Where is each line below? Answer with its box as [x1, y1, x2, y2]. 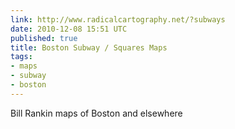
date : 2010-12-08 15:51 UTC [10, 24, 128, 34]
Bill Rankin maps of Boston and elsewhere [10, 107, 183, 119]
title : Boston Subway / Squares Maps [10, 42, 168, 53]
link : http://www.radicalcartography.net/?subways [10, 14, 226, 25]
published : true [10, 33, 78, 43]
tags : [10, 52, 33, 62]
